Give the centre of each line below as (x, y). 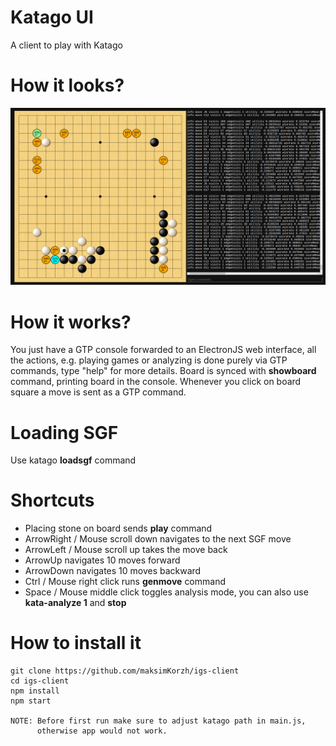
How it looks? (67, 85)
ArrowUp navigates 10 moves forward (102, 560)
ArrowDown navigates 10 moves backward (113, 571)
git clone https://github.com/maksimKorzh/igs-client (125, 671)
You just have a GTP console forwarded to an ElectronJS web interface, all (163, 350)
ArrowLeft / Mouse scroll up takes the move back (126, 550)
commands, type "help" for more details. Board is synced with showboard (163, 371)
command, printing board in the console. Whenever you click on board (156, 382)
